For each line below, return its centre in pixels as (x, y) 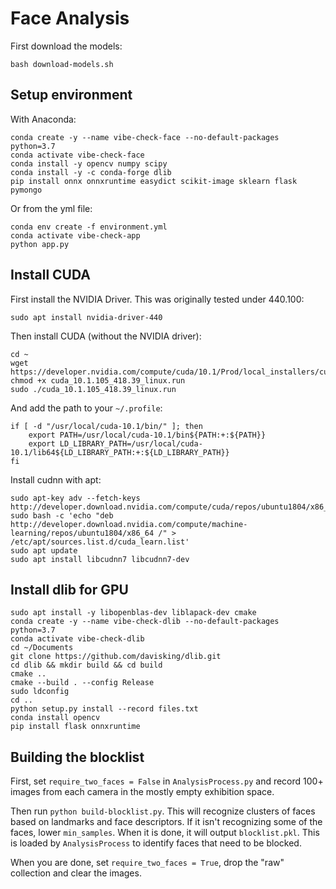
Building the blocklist (77, 757)
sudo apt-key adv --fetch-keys (75, 498)
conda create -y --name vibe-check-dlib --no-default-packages (145, 622)
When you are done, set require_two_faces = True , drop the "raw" (147, 863)
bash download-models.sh (62, 64)
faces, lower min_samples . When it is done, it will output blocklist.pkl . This (165, 833)
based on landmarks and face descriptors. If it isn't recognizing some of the (166, 822)
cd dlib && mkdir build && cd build (86, 665)
